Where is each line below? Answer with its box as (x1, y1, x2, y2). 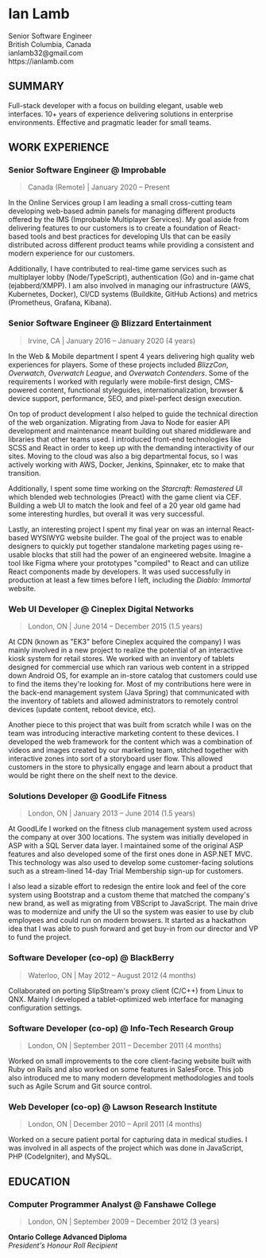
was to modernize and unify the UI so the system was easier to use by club (8, 907, 254, 917)
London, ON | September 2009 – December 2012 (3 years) (27, 1217, 220, 1226)
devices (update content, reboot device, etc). (8, 705, 156, 715)
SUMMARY (8, 80, 65, 93)
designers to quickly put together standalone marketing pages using (8, 541, 232, 551)
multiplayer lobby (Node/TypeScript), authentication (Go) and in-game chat (8, 272, 254, 282)
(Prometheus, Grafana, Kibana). (8, 298, 112, 307)
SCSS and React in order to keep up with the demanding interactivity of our (8, 442, 255, 452)
